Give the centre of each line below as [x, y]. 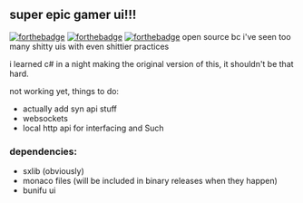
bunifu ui [39, 190]
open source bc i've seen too [237, 36]
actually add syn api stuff [70, 109]
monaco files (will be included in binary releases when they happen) [150, 181]
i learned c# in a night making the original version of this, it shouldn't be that [151, 63]
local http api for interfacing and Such [93, 128]
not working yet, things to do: [64, 91]
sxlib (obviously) [53, 171]
